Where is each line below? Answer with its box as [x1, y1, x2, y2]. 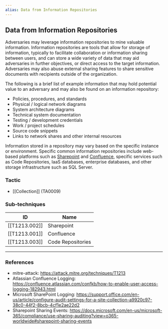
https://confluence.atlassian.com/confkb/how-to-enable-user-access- [12, 281, 158, 287]
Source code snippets [12, 128, 58, 134]
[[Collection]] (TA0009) [12, 188, 61, 194]
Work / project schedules [12, 122, 65, 128]
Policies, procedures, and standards [12, 96, 87, 102]
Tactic [5, 177, 21, 184]
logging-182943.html [12, 286, 56, 292]
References [5, 259, 34, 266]
